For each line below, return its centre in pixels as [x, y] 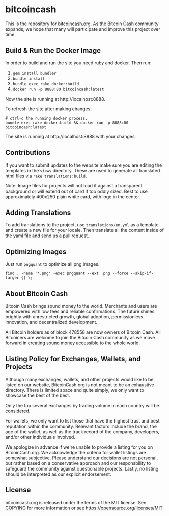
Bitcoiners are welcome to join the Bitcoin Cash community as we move [80, 337]
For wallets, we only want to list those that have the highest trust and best [82, 420]
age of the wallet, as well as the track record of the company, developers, [82, 431]
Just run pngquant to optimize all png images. [52, 264]
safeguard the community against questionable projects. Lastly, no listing [82, 468]
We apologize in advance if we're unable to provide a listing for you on [79, 447]
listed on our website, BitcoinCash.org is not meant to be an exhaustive [80, 385]
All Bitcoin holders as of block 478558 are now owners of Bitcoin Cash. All [83, 332]
